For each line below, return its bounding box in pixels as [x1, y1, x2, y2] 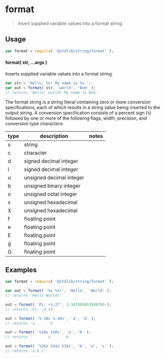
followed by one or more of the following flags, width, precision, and [5, 115, 147, 121]
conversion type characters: [5, 121, 64, 127]
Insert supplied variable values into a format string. [17, 20, 124, 26]
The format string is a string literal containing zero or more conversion [5, 99, 151, 105]
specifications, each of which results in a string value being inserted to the [5, 104, 160, 111]
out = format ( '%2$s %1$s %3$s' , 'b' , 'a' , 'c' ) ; [5, 344, 114, 349]
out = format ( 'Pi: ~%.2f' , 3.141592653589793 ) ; [5, 302, 112, 307]
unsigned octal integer [24, 191, 77, 198]
